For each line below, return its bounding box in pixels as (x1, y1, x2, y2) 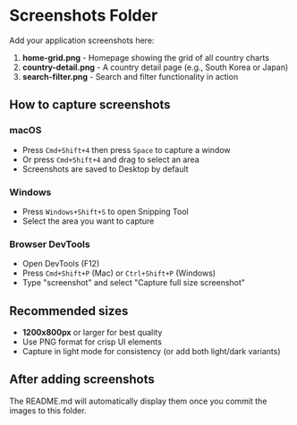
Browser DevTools (9, 238, 91, 251)
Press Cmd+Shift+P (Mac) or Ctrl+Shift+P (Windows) (21, 268, 216, 278)
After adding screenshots (9, 372, 155, 387)
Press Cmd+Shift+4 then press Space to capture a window (21, 144, 231, 155)
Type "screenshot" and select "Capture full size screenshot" (21, 277, 246, 288)
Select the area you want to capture (21, 216, 155, 226)
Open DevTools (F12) (21, 259, 100, 269)
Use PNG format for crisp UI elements (21, 336, 163, 347)
